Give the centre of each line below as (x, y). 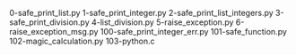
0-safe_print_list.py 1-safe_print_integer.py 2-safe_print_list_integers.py (141, 13)
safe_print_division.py (49, 22)
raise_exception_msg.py (54, 31)
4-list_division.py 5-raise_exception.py (162, 22)
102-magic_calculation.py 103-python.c (82, 41)
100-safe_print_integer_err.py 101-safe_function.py (193, 31)
